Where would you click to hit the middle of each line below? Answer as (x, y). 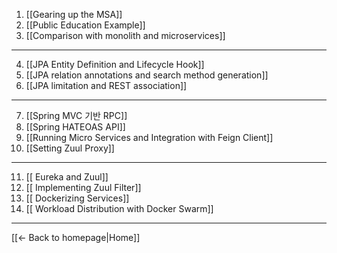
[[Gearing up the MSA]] (74, 14)
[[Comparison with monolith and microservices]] (125, 35)
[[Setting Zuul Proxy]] (70, 148)
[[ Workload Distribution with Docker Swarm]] (119, 208)
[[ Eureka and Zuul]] (67, 177)
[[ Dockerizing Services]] (77, 198)
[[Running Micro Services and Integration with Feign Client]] (149, 137)
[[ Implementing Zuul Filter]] (83, 187)
